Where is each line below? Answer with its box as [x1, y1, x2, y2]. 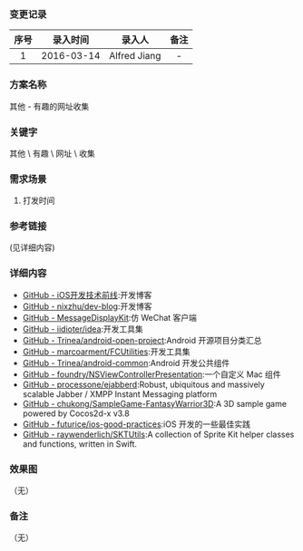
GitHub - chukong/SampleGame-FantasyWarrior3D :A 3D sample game [22, 398, 288, 409]
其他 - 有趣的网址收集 [9, 101, 90, 111]
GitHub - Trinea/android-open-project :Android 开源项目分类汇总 [22, 334, 262, 345]
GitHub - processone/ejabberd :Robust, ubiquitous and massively [22, 379, 265, 390]
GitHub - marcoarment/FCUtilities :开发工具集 [22, 346, 191, 357]
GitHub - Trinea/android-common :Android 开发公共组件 [22, 357, 230, 368]
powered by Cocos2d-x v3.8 [22, 408, 130, 419]
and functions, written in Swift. [22, 438, 138, 449]
